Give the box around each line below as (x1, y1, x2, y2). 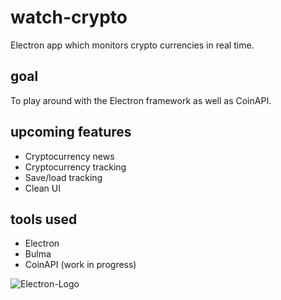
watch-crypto (10, 6, 128, 29)
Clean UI (24, 182, 61, 194)
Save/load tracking (24, 171, 103, 183)
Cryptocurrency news (24, 150, 115, 162)
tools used (10, 211, 78, 228)
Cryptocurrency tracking (24, 161, 127, 173)
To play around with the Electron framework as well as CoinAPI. (10, 94, 272, 106)
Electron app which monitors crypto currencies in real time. (10, 39, 255, 51)
